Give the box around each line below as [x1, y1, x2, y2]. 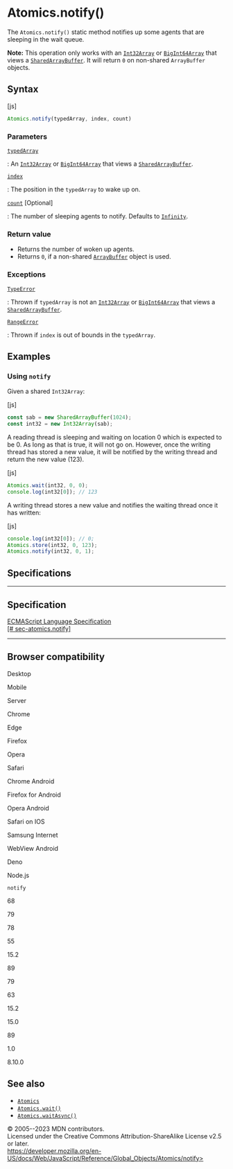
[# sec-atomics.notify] [7, 624, 71, 632]
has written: [7, 508, 42, 517]
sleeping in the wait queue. [7, 35, 85, 43]
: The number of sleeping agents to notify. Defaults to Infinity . [7, 211, 189, 220]
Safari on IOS [7, 817, 45, 826]
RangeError [7, 318, 39, 325]
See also [7, 1078, 45, 1090]
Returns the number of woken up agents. [17, 245, 135, 254]
